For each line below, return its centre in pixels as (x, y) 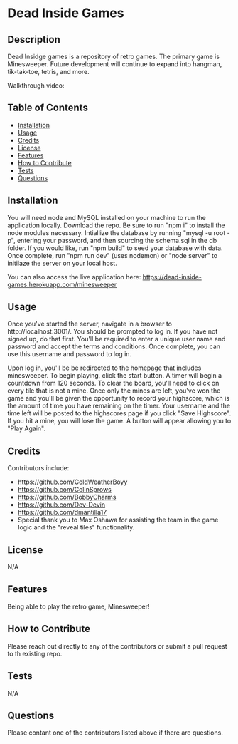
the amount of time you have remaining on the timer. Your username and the (119, 406)
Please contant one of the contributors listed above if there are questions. (115, 733)
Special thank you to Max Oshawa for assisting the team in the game (118, 520)
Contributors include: (38, 468)
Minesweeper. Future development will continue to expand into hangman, (115, 64)
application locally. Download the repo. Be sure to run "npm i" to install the (116, 225)
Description (34, 40)
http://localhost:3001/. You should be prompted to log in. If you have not (113, 331)
